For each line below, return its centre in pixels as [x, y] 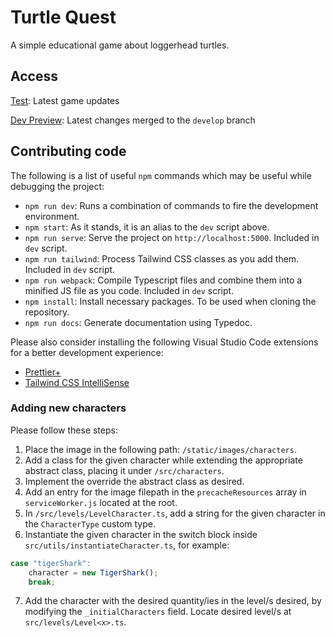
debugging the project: [57, 186]
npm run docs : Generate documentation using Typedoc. [138, 322]
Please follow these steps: [64, 430]
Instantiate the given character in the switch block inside [141, 534]
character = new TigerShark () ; [93, 572]
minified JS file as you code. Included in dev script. [129, 290]
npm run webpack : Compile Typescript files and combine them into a [163, 280]
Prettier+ [43, 372]
